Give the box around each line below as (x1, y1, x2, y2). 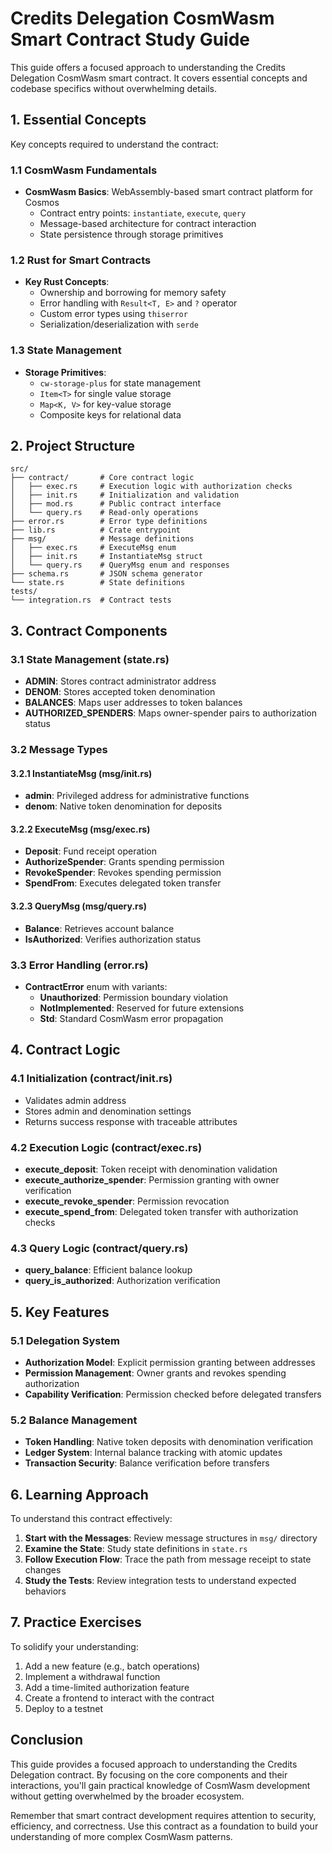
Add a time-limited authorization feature (24, 1681, 190, 1693)
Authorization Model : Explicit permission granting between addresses (24, 1356, 316, 1368)
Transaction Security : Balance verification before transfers (24, 1457, 270, 1469)
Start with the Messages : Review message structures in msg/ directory (24, 1532, 318, 1544)
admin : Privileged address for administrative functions (24, 790, 250, 802)
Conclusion (10, 1732, 84, 1749)
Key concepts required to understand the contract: (10, 138, 219, 150)
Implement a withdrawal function (24, 1670, 161, 1682)
